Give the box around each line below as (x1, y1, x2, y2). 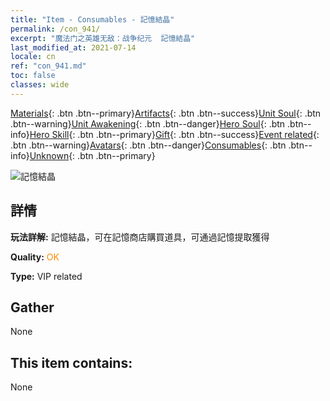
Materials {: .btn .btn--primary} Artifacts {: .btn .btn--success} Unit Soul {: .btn (10, 107, 322, 119)
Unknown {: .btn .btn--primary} (29, 149, 156, 161)
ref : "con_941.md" (10, 61, 87, 71)
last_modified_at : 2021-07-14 (10, 42, 137, 53)
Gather (10, 299, 55, 316)
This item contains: (10, 354, 133, 371)
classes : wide (10, 80, 70, 90)
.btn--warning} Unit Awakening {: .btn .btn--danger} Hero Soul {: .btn (10, 117, 286, 130)
